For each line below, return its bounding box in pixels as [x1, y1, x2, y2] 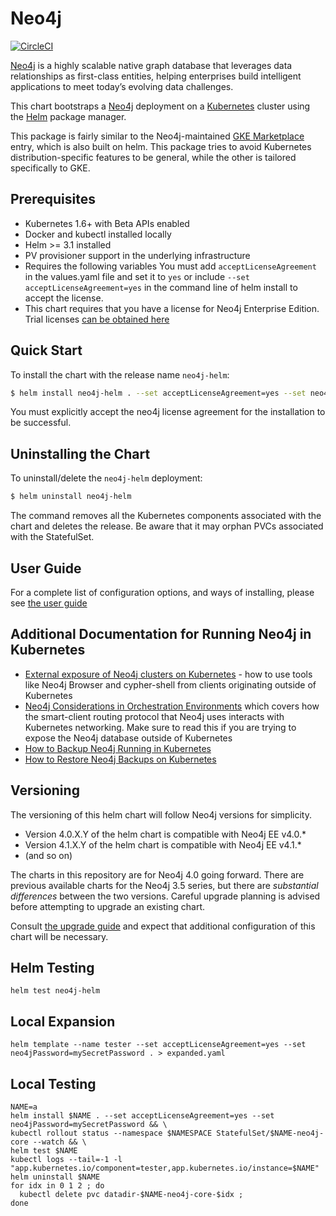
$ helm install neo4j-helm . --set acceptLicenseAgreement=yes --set [10, 388, 307, 398]
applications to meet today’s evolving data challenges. [10, 80, 234, 92]
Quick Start [10, 342, 83, 359]
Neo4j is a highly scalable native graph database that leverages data [10, 59, 293, 71]
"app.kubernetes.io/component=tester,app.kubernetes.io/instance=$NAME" [10, 1163, 320, 1173]
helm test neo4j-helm [10, 986, 101, 996]
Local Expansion [10, 1013, 116, 1030]
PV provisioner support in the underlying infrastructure [24, 249, 251, 261]
